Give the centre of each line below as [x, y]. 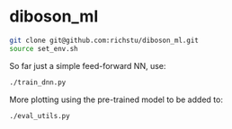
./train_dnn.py [38, 82]
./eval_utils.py [40, 116]
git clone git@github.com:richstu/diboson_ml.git [104, 40]
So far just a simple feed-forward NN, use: [88, 65]
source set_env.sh [44, 48]
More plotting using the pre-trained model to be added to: [116, 99]
